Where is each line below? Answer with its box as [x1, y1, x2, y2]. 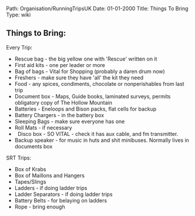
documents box [14, 142, 53, 149]
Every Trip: [6, 44, 33, 51]
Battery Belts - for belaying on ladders [14, 197, 107, 204]
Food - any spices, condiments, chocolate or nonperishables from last [14, 80, 184, 87]
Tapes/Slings [14, 178, 46, 185]
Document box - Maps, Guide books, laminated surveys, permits [14, 92, 171, 99]
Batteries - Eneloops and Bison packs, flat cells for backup [14, 105, 157, 112]
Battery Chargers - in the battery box [14, 111, 105, 118]
